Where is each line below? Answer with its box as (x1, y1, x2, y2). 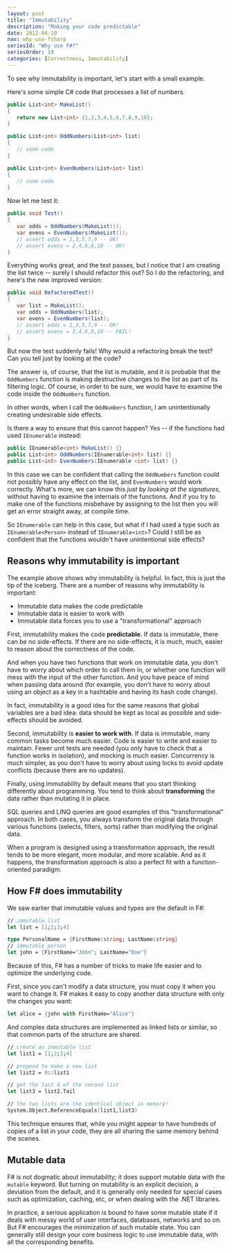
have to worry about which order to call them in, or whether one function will (7, 665, 226, 674)
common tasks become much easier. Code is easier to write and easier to (7, 736, 217, 745)
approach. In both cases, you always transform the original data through (7, 815, 213, 823)
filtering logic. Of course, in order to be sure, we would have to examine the (7, 383, 223, 391)
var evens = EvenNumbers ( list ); (16, 315, 110, 322)
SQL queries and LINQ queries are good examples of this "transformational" (7, 807, 224, 816)
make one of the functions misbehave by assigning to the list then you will (7, 500, 218, 508)
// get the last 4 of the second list (7, 1082, 119, 1089)
